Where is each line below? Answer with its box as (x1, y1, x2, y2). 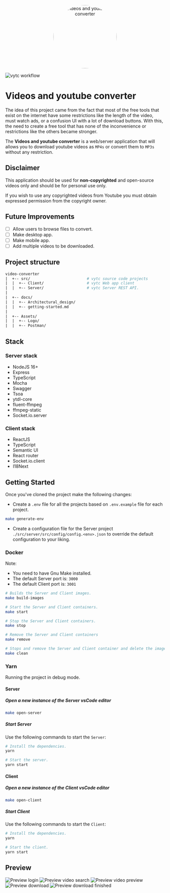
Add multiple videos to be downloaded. (12, 243, 95, 249)
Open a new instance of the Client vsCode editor (5, 785, 110, 791)
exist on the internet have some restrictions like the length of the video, (5, 112, 154, 118)
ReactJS (12, 436, 30, 442)
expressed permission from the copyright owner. (5, 197, 107, 204)
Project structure (5, 258, 60, 267)
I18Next (12, 463, 29, 469)
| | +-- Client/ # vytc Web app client (5, 281, 135, 286)
